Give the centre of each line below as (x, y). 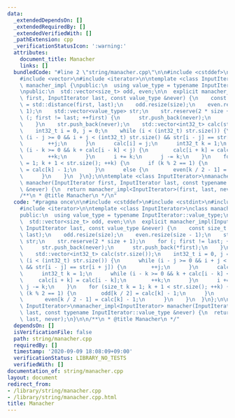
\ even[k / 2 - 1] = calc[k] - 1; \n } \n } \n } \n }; (119, 300)
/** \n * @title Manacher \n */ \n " (69, 196)
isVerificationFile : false (53, 332)
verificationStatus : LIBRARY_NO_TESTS (70, 358)
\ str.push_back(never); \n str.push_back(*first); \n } (122, 248)
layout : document (33, 377)
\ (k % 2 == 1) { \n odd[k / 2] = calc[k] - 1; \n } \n (117, 293)
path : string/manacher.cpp (53, 339)
